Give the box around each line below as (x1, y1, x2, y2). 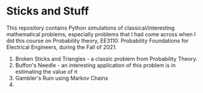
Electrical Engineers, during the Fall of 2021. (6, 43, 117, 51)
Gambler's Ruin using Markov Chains (15, 74, 109, 82)
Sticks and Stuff (6, 4, 90, 18)
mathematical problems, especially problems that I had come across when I (6, 30, 196, 37)
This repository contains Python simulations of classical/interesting (6, 24, 175, 31)
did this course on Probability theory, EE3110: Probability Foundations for (6, 37, 189, 44)
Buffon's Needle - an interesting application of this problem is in (15, 62, 176, 69)
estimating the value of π (15, 68, 78, 75)
